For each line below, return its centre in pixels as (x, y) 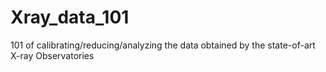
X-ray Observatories (52, 55)
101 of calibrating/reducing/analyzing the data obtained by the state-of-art (163, 45)
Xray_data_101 (70, 17)
